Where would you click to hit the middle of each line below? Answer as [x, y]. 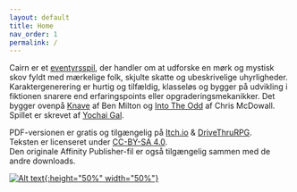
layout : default [39, 17]
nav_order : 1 [34, 34]
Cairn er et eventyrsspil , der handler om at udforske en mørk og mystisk [142, 68]
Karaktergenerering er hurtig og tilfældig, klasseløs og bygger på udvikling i [148, 87]
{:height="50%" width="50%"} [102, 179]
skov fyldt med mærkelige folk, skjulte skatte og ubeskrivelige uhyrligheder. [148, 78]
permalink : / [34, 42]
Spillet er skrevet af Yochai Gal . [67, 115]
